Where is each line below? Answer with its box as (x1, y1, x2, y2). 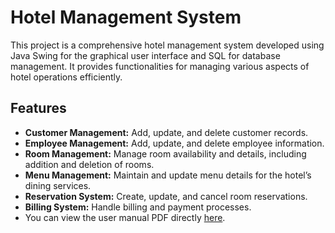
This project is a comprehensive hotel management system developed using (10, 39, 325, 51)
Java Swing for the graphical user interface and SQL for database (10, 49, 281, 61)
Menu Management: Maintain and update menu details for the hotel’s (24, 169, 312, 181)
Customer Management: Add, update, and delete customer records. (24, 126, 309, 138)
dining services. (24, 179, 92, 191)
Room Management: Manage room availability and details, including (24, 147, 307, 160)
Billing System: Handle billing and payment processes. (24, 201, 252, 213)
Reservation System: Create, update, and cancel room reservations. (24, 190, 308, 202)
